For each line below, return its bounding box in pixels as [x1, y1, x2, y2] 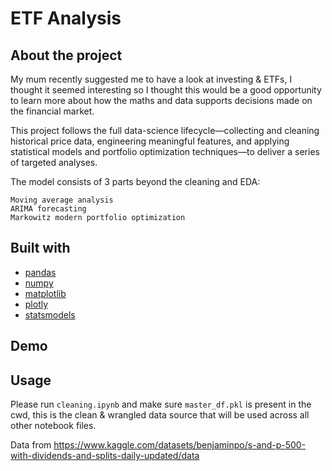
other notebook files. [10, 420, 97, 432]
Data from [10, 439, 52, 451]
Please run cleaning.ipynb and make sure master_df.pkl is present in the [10, 398, 312, 411]
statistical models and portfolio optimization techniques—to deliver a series [10, 146, 320, 157]
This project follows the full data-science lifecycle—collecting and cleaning [10, 125, 320, 136]
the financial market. [10, 105, 95, 117]
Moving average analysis [10, 195, 114, 205]
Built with [10, 240, 71, 257]
